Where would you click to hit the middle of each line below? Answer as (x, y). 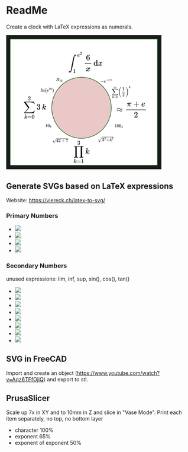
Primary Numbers (32, 215)
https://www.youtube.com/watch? (118, 373)
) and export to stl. (66, 380)
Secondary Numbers (37, 266)
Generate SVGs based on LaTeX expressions (90, 186)
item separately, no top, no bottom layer (55, 419)
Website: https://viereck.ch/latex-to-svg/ (56, 200)
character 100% (34, 430)
